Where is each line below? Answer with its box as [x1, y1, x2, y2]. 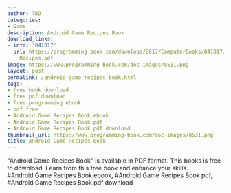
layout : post [7, 67, 45, 74]
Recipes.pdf [19, 55, 54, 62]
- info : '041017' [7, 42, 57, 49]
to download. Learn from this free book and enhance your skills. [7, 164, 188, 172]
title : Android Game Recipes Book [7, 138, 107, 145]
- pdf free [7, 106, 38, 113]
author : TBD [7, 10, 41, 17]
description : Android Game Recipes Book [7, 29, 125, 36]
